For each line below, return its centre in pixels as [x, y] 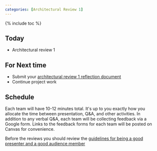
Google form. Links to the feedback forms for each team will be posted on [78, 124]
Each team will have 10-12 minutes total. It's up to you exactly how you [75, 109]
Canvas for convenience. [30, 129]
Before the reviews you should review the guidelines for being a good [74, 138]
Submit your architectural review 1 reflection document [66, 77]
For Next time [26, 65]
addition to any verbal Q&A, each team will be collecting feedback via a [76, 119]
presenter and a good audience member [45, 144]
